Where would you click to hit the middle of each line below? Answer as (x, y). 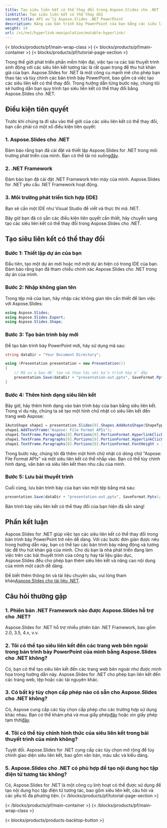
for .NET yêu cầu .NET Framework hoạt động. (52, 185)
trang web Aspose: (24, 416)
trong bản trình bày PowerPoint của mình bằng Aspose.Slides (81, 652)
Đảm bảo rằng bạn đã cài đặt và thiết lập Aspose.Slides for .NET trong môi (81, 150)
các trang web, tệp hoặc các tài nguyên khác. (52, 679)
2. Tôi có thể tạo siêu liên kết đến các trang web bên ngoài (77, 646)
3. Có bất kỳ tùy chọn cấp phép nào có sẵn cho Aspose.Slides (81, 692)
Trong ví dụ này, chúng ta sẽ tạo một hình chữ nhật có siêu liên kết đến (78, 411)
